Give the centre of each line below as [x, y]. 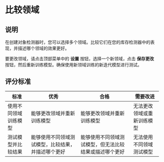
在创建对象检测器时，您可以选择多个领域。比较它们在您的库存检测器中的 [78, 42]
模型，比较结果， [55, 144]
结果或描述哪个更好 [102, 152]
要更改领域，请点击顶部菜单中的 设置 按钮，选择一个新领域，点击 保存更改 [80, 59]
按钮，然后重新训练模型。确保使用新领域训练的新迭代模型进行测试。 [73, 65]
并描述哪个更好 [48, 152]
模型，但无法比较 [105, 144]
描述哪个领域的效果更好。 [43, 48]
